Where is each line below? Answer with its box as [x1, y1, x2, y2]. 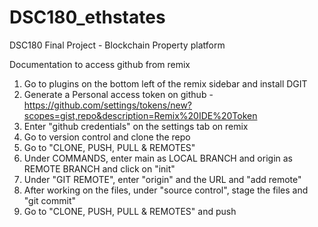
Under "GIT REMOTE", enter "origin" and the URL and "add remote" [23, 173, 302, 185]
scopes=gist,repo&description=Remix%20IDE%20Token [23, 109, 258, 121]
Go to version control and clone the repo [23, 131, 191, 143]
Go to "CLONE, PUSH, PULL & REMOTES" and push [23, 205, 237, 217]
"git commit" [23, 194, 77, 206]
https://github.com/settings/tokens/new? [23, 99, 193, 111]
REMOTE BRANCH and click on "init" [23, 162, 176, 175]
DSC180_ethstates [9, 6, 166, 29]
